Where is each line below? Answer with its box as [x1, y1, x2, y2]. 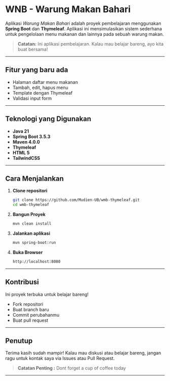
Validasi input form [12, 95, 52, 101]
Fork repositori [12, 301, 44, 307]
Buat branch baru [12, 306, 49, 312]
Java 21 [12, 128, 29, 134]
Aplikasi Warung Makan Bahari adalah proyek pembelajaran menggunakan [5, 20, 161, 26]
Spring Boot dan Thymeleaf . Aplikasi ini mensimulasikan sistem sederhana [5, 25, 162, 31]
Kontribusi [5, 278, 39, 286]
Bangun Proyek [12, 211, 46, 218]
